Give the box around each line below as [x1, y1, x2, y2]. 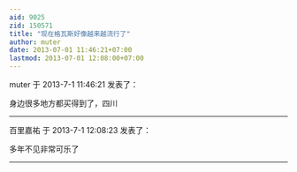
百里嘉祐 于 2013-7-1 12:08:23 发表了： [9, 125, 152, 135]
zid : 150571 [9, 21, 53, 30]
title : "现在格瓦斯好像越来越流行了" [9, 29, 131, 38]
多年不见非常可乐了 [9, 144, 80, 154]
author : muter [9, 37, 62, 47]
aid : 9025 [9, 12, 46, 22]
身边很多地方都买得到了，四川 [9, 98, 118, 108]
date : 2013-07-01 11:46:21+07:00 [9, 46, 133, 55]
